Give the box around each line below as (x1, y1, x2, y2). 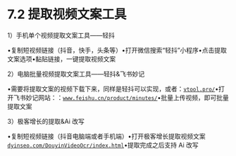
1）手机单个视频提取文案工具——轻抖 (7, 31, 115, 39)
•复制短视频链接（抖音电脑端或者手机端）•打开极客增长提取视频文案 (7, 131, 206, 141)
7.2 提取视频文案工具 (7, 6, 127, 22)
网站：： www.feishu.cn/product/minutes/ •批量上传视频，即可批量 (37, 93, 229, 102)
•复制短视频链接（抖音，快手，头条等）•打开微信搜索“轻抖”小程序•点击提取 (7, 46, 227, 54)
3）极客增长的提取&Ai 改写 (7, 117, 85, 125)
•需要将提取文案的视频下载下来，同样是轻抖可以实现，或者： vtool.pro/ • (7, 84, 219, 93)
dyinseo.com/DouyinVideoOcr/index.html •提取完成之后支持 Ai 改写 (7, 141, 199, 149)
